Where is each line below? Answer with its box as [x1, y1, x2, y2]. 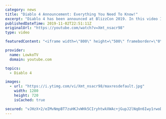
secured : [5, 106, 23, 111]
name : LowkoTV [9, 52, 39, 57]
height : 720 [14, 93, 39, 98]
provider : [5, 48, 26, 53]
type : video [5, 30, 30, 35]
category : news [5, 7, 37, 12]
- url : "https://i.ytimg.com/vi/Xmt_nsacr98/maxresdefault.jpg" [9, 84, 145, 89]
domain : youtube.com [9, 57, 52, 62]
